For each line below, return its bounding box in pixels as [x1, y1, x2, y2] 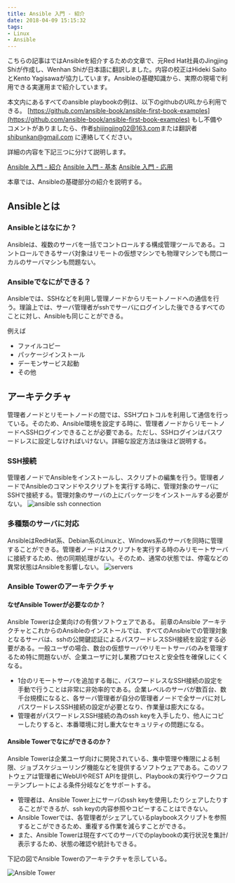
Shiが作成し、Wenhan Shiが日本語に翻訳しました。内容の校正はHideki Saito [7, 65, 227, 74]
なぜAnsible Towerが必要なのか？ [7, 601, 106, 609]
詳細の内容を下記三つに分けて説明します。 [7, 148, 130, 157]
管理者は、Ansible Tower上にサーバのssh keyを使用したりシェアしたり [17, 795, 222, 804]
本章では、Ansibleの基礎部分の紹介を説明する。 [7, 178, 146, 186]
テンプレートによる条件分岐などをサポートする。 [13, 781, 155, 789]
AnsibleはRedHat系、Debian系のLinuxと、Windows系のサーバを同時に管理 [7, 536, 223, 545]
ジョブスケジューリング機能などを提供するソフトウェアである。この [19, 763, 216, 771]
